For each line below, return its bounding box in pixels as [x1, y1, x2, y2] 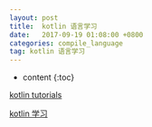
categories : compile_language [9, 38, 124, 48]
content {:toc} [22, 72, 75, 83]
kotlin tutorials [9, 90, 62, 101]
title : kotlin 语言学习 [9, 22, 98, 31]
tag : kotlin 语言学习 [9, 47, 86, 56]
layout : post [9, 13, 59, 23]
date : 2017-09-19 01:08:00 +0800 [9, 30, 144, 39]
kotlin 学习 [9, 108, 48, 119]
